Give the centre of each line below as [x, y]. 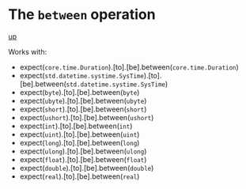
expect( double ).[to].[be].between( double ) [87, 168]
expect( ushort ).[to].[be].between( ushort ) [87, 117]
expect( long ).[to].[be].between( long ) [79, 142]
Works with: [28, 51]
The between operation [82, 15]
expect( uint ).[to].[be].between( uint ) [79, 134]
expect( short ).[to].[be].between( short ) [83, 109]
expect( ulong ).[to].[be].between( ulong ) [83, 151]
